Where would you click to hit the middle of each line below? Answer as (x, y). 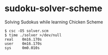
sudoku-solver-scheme (54, 9)
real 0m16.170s (23, 39)
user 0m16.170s (23, 44)
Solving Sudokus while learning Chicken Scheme (54, 22)
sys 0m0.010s (22, 48)
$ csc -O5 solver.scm (27, 31)
